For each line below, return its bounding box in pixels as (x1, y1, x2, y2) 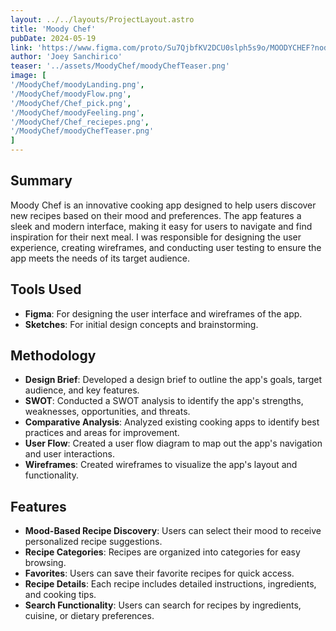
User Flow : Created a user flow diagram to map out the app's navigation (24, 437, 323, 450)
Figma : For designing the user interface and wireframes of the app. (24, 307, 303, 320)
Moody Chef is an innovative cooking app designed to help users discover (10, 199, 317, 211)
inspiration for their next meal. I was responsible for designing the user (10, 231, 302, 243)
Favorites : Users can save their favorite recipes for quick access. (24, 567, 295, 580)
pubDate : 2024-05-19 (10, 33, 97, 43)
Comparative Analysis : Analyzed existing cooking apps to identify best (24, 416, 320, 428)
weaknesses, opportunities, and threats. (24, 406, 191, 418)
